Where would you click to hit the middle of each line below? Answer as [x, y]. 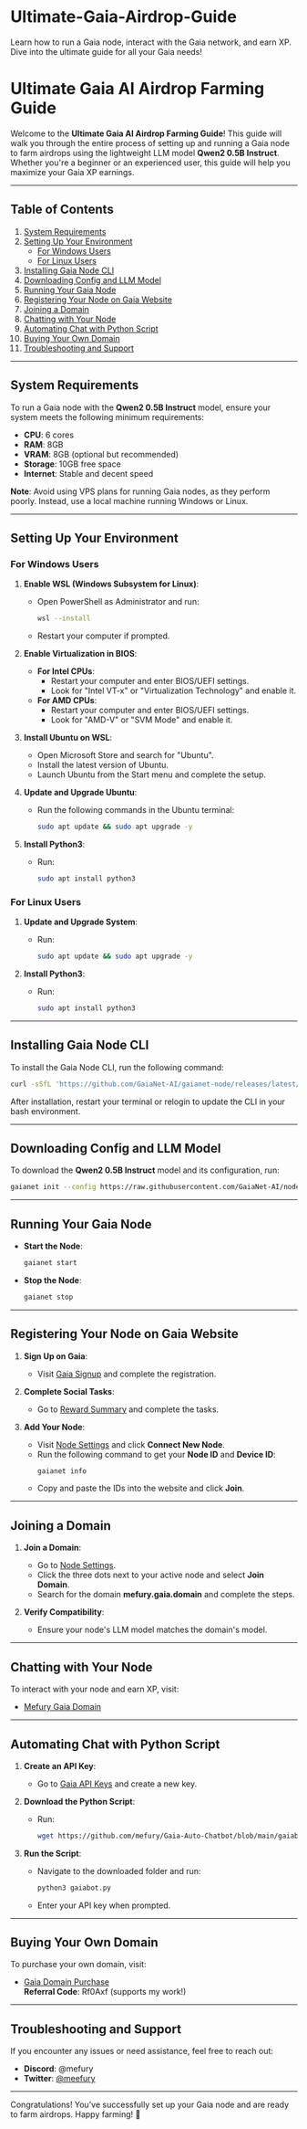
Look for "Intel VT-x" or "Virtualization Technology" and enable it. [174, 690]
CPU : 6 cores [49, 435]
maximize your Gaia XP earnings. [72, 172]
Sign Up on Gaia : [56, 1356]
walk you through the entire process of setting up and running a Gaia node [150, 142]
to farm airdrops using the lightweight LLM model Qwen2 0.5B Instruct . [145, 153]
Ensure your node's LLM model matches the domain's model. [152, 1630]
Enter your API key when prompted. [104, 1905]
